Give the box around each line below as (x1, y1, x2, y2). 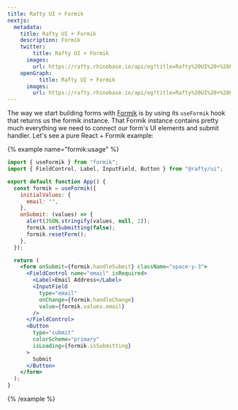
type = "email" (38, 290, 78, 297)
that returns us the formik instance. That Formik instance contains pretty (7, 116, 219, 125)
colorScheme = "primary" (33, 336, 100, 343)
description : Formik (20, 37, 81, 44)
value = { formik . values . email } (38, 302, 125, 310)
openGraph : (20, 69, 52, 76)
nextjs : (7, 17, 30, 24)
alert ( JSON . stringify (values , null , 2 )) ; (25, 217, 151, 225)
